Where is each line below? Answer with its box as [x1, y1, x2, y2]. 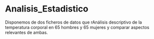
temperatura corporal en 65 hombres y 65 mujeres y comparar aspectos [5, 24, 150, 30]
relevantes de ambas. [5, 29, 48, 35]
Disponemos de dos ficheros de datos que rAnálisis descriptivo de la [5, 19, 142, 25]
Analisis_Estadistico [5, 3, 89, 14]
